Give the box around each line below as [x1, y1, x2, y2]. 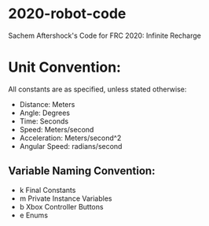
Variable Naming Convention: [8, 165, 156, 178]
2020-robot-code [8, 5, 126, 23]
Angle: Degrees [19, 108, 71, 117]
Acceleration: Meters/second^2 [19, 133, 122, 143]
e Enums [19, 210, 49, 220]
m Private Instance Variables [19, 194, 112, 203]
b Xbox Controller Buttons [19, 202, 104, 211]
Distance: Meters [19, 99, 75, 109]
